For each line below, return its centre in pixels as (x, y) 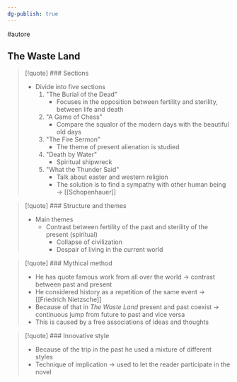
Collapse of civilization (89, 242)
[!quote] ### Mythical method (68, 263)
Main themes (54, 219)
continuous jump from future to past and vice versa (110, 315)
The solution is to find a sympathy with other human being (141, 185)
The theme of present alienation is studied (118, 147)
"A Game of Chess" (74, 117)
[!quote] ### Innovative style (67, 336)
